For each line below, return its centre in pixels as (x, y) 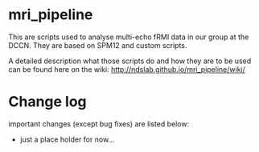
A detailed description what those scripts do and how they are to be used (130, 61)
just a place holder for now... (67, 139)
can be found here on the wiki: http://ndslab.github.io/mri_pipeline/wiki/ (127, 69)
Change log (47, 102)
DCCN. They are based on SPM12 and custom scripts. (98, 45)
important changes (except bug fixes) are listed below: (99, 124)
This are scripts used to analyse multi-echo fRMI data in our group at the (129, 37)
